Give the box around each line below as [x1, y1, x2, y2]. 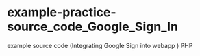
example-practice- [7, 5, 116, 20]
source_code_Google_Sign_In [7, 19, 178, 34]
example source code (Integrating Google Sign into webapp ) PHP [7, 41, 193, 49]
